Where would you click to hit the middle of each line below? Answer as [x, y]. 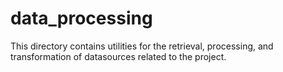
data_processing [81, 18]
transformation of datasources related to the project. [118, 56]
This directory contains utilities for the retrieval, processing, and [142, 46]
